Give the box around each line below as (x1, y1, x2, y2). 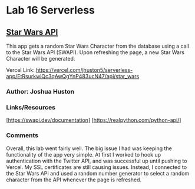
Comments (6, 131, 38, 140)
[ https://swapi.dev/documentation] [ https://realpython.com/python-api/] (6, 117, 181, 124)
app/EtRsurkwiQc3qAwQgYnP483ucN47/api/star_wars (6, 73, 140, 79)
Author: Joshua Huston (6, 87, 75, 95)
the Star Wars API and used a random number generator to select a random (6, 170, 190, 177)
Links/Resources (6, 103, 56, 111)
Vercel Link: (6, 67, 35, 74)
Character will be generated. (6, 55, 75, 62)
